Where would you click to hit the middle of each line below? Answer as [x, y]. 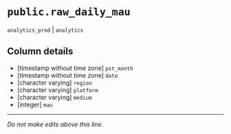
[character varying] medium [55, 97]
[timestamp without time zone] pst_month [75, 68]
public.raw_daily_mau [69, 12]
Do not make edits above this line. [55, 124]
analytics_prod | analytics [45, 30]
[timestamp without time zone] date [67, 75]
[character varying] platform [57, 90]
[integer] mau [35, 104]
